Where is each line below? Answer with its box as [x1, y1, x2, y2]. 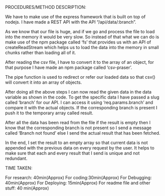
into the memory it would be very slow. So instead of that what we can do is [5, 34, 160, 40]
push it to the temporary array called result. [5, 110, 93, 116]
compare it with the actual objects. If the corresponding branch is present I [5, 105, 158, 110]
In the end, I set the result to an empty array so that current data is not [5, 140, 148, 146]
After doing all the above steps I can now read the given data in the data [5, 89, 152, 95]
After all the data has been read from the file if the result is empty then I [5, 120, 151, 125]
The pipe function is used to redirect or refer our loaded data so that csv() [5, 74, 156, 80]
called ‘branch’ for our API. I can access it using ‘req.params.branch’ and [5, 99, 153, 105]
